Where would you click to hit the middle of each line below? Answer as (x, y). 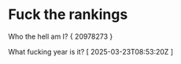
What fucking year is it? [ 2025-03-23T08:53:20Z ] (91, 51)
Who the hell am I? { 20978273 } (61, 36)
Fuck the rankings (68, 15)
